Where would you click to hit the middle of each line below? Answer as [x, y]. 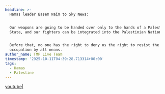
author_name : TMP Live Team [34, 55]
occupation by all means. [36, 50]
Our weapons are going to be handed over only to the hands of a [78, 28]
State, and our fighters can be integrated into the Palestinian [78, 32]
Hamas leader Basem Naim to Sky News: [49, 14]
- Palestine [22, 73]
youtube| [14, 87]
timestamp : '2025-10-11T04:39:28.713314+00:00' [55, 59]
